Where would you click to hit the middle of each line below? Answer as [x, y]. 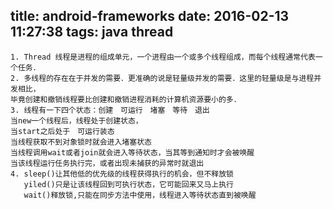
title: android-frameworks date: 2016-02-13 [150, 16]
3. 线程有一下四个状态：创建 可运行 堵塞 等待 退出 [110, 110]
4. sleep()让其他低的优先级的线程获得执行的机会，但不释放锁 [122, 174]
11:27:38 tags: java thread [92, 32]
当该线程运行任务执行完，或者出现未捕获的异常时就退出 [107, 163]
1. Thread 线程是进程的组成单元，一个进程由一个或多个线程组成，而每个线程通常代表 [163, 57]
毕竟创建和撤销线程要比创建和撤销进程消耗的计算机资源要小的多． [126, 99]
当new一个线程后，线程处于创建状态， [76, 120]
